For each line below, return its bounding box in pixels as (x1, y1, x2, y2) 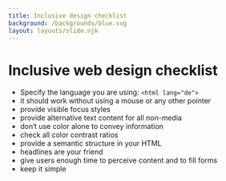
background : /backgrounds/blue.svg (8, 19, 127, 27)
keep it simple (19, 164, 67, 174)
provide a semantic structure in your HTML (19, 139, 162, 148)
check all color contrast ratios (19, 130, 119, 140)
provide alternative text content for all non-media (19, 113, 183, 123)
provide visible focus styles (19, 105, 111, 115)
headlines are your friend (19, 147, 103, 157)
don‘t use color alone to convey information (19, 122, 164, 131)
